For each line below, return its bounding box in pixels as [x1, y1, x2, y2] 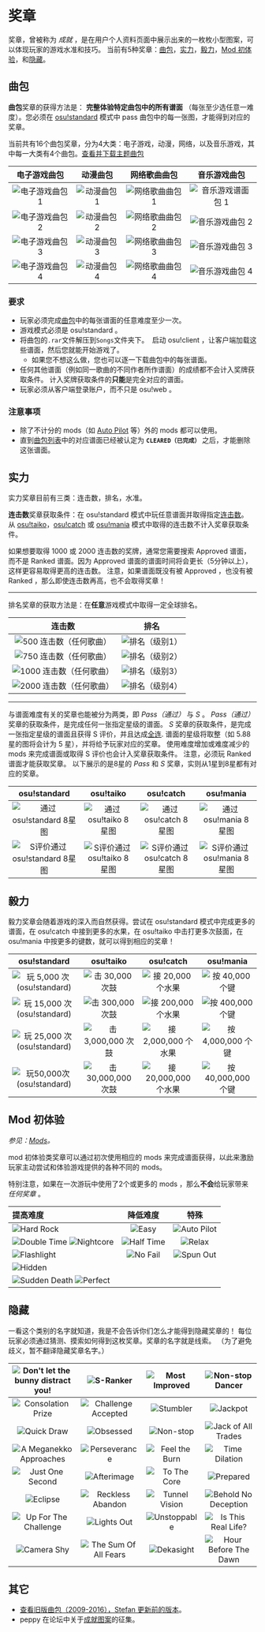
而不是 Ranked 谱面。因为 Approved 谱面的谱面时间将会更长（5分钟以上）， [8, 556, 252, 566]
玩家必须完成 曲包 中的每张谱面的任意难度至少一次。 [19, 316, 186, 325]
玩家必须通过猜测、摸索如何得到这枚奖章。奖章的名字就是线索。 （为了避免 [8, 1335, 252, 1346]
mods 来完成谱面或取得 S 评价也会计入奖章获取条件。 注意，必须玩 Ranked [8, 749, 252, 758]
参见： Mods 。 [8, 1136, 55, 1145]
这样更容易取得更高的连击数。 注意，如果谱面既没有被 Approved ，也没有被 [8, 566, 254, 576]
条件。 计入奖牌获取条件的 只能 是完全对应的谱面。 [26, 375, 188, 384]
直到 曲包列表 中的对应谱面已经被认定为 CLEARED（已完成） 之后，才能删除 [19, 436, 251, 445]
